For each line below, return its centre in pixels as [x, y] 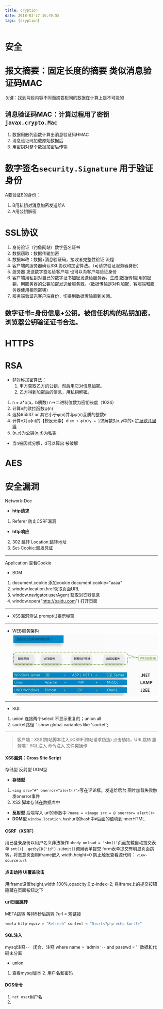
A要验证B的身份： [23, 195]
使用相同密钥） [36, 290]
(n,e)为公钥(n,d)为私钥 [34, 433]
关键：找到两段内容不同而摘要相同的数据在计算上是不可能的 [65, 97]
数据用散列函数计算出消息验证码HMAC [50, 135]
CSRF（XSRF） [21, 831]
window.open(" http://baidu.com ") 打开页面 [55, 601]
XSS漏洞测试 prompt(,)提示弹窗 [43, 616]
